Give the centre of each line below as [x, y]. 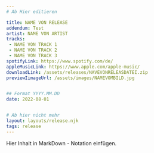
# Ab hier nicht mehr [33, 115]
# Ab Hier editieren [32, 12]
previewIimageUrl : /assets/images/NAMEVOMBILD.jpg [70, 78]
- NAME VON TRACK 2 [33, 50]
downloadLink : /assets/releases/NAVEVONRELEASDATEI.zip [77, 72]
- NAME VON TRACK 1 [33, 45]
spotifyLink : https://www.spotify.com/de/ [60, 61]
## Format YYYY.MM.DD [33, 94]
